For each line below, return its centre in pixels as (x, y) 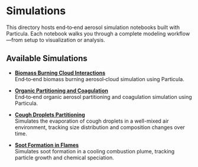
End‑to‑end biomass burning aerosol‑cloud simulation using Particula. (99, 79)
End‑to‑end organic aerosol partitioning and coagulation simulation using (103, 97)
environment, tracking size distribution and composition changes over (100, 127)
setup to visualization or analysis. (64, 40)
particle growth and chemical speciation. (64, 158)
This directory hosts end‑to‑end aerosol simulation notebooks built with (93, 27)
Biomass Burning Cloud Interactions (60, 73)
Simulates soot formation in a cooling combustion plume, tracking (95, 151)
